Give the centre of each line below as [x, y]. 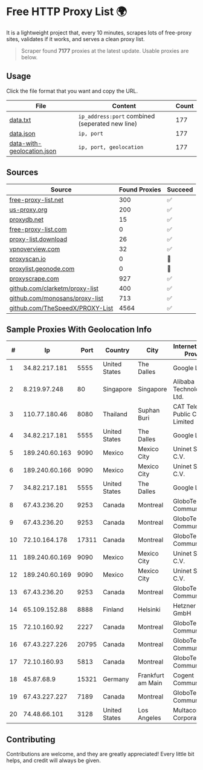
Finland [113, 609]
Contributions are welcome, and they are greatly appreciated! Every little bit [100, 754]
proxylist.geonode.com [42, 268]
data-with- [26, 143]
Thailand [115, 414]
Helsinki [150, 609]
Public [182, 414]
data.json [22, 133]
